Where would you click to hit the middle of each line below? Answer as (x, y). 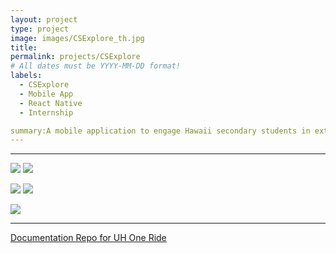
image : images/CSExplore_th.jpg (77, 38)
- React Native (51, 103)
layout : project (44, 19)
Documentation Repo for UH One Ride (88, 238)
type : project (40, 29)
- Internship (46, 112)
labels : (26, 76)
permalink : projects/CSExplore (75, 57)
